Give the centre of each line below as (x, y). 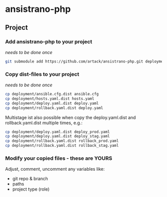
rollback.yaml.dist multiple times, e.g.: (44, 123)
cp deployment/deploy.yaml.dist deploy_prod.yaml (58, 132)
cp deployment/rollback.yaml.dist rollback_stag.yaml (62, 146)
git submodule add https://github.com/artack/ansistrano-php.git (74, 61)
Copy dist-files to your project (42, 74)
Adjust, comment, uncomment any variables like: (55, 169)
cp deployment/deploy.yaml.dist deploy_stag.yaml (58, 136)
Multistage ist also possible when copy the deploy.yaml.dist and (71, 117)
